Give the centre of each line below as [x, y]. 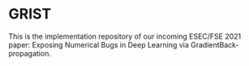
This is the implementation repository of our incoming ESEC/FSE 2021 [125, 36]
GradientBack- [215, 44]
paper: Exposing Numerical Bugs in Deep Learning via [99, 44]
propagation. [30, 53]
